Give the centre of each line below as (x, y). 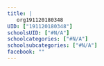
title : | (20, 13)
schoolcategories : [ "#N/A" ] (48, 39)
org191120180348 (40, 20)
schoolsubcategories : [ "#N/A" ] (52, 45)
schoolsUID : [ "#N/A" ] (38, 33)
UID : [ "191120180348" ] (40, 26)
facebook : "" (26, 52)
